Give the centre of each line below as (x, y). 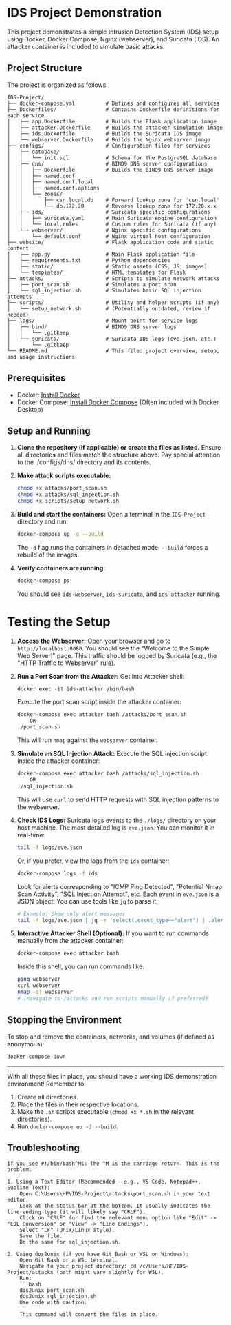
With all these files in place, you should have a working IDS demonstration (112, 1076)
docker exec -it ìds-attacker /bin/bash (76, 689)
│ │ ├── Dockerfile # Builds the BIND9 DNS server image (110, 170)
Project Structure (45, 68)
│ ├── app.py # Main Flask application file (101, 254)
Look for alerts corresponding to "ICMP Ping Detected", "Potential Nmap (120, 886)
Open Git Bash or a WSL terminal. (69, 1260)
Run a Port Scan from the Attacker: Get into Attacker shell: (101, 676)
